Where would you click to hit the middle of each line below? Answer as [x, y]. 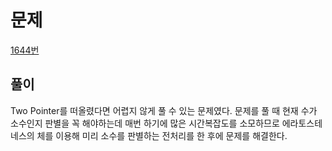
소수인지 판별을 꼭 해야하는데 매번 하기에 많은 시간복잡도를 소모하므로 [145, 123]
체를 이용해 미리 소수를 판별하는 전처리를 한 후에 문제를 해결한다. [162, 135]
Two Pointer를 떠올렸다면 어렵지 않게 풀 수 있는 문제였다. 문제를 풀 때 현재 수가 [164, 110]
